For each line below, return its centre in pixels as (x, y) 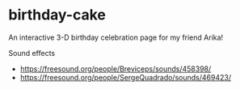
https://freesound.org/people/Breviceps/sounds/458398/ (116, 69)
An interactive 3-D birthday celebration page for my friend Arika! (116, 37)
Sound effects (32, 53)
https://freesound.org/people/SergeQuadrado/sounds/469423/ (126, 77)
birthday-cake (57, 15)
